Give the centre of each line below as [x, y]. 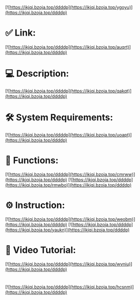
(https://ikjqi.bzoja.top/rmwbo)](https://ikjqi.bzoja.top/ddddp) [68, 185]
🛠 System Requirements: [59, 118]
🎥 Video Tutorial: [41, 250]
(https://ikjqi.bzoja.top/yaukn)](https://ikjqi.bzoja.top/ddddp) [67, 230]
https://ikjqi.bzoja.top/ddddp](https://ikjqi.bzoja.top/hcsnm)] [72, 287]
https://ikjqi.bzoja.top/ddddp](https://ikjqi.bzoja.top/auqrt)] [71, 47]
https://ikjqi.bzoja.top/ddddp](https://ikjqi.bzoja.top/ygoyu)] [71, 7]
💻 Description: [37, 73]
